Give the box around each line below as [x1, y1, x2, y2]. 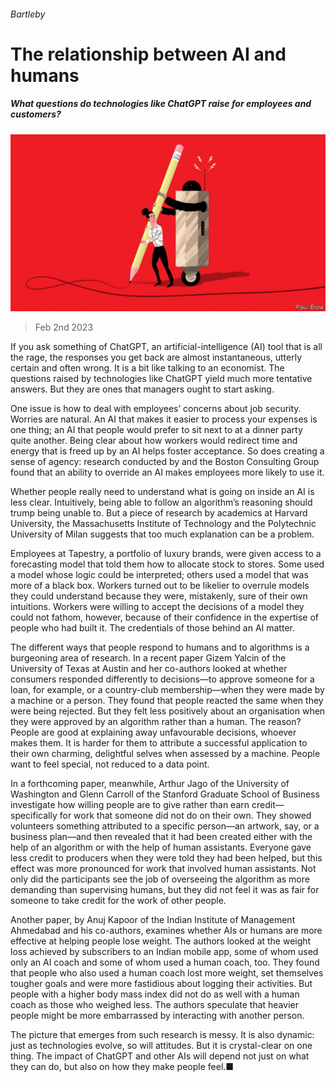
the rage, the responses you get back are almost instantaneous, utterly [10, 351, 303, 364]
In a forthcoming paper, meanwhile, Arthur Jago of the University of [10, 778, 290, 790]
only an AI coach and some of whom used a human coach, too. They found [10, 956, 320, 969]
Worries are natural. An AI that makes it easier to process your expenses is [10, 413, 318, 425]
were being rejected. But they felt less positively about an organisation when [10, 705, 326, 717]
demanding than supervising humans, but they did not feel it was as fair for [10, 884, 320, 896]
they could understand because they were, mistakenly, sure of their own [10, 590, 308, 602]
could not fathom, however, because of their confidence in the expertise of [10, 611, 319, 624]
